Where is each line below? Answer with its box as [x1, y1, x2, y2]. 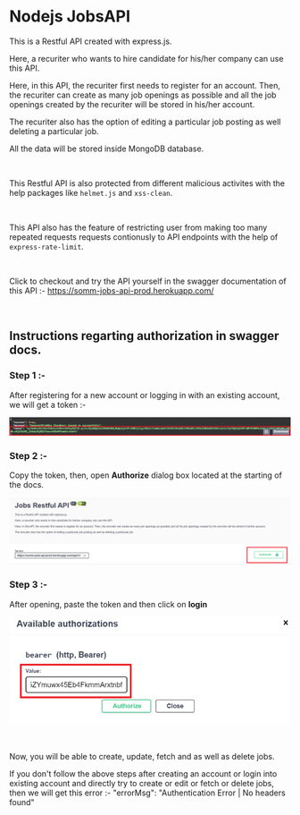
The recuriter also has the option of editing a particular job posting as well [9, 116, 281, 127]
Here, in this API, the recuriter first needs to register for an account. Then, [9, 80, 281, 90]
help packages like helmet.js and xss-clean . [9, 187, 173, 198]
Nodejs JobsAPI [9, 6, 131, 27]
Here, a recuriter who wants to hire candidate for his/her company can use [9, 53, 284, 64]
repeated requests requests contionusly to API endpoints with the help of [9, 231, 279, 242]
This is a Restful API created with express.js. [9, 36, 172, 47]
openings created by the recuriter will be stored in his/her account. [9, 98, 255, 109]
